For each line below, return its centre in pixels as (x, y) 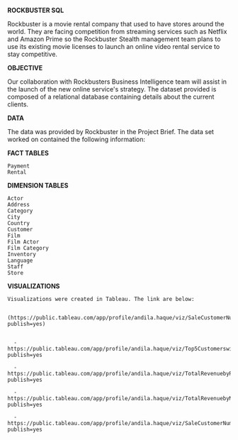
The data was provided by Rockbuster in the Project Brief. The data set (111, 132)
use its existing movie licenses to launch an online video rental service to (114, 46)
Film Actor (23, 242)
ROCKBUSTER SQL (36, 10)
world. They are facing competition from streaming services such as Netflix (117, 32)
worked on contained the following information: (76, 139)
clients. (18, 104)
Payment (19, 166)
